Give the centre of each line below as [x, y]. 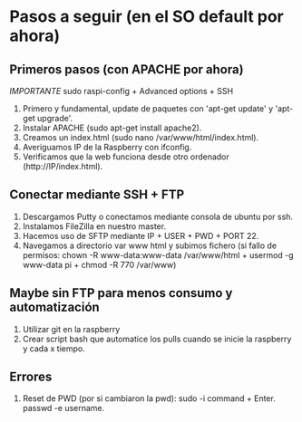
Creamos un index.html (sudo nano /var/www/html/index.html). [141, 137]
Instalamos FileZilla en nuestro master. [94, 226]
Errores [31, 377]
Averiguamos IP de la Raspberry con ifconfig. [107, 147]
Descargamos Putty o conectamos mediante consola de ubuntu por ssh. [157, 216]
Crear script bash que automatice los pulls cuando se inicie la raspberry [157, 339]
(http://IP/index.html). [63, 166]
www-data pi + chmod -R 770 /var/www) [99, 264]
